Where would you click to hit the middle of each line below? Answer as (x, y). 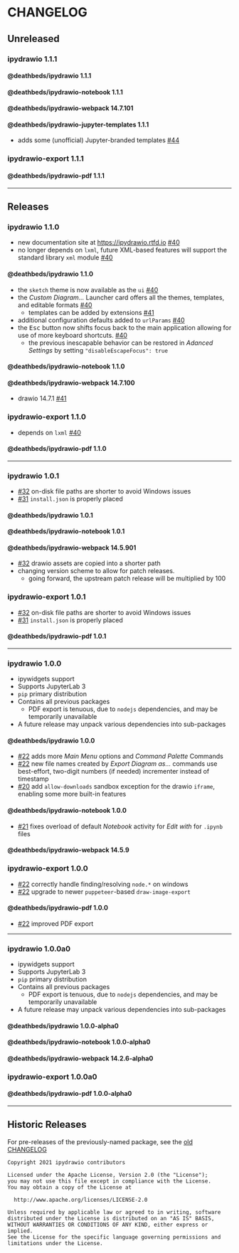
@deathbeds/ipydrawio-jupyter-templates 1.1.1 (78, 124)
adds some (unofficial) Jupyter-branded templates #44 (99, 140)
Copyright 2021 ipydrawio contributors (67, 1162)
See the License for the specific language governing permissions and (114, 1237)
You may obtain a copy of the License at (70, 1187)
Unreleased (34, 39)
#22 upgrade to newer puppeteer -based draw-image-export (104, 891)
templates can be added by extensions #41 (91, 312)
